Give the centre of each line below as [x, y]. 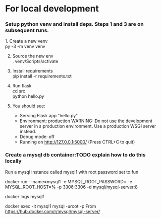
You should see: [29, 106]
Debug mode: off [37, 137]
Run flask [22, 86]
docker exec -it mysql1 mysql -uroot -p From [51, 206]
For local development [52, 9]
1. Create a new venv [27, 41]
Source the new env [33, 56]
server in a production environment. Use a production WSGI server [88, 126]
